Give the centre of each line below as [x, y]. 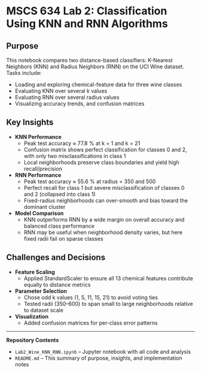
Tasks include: [24, 73]
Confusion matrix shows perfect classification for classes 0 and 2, [105, 149]
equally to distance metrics [57, 284]
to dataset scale [44, 310]
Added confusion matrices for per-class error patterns [91, 323]
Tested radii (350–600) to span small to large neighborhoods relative [108, 304]
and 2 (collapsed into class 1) [60, 194]
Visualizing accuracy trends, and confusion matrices [80, 104]
